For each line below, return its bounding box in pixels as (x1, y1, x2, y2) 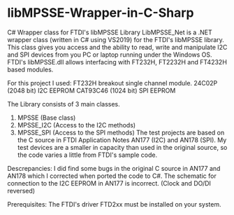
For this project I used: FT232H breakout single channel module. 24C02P (7, 78, 218, 87)
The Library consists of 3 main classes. (7, 99, 120, 108)
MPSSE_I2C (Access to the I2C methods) (17, 120, 136, 129)
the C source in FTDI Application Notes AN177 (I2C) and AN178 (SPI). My (17, 135, 227, 144)
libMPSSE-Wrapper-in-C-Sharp (7, 5, 194, 21)
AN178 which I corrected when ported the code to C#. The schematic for (7, 172, 217, 180)
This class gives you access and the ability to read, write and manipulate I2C (7, 43, 228, 51)
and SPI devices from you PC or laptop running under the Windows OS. (7, 50, 212, 59)
